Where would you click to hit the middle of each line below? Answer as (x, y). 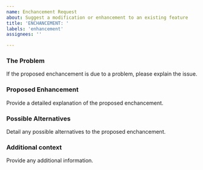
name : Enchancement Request (42, 12)
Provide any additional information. (50, 160)
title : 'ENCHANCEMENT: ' (38, 23)
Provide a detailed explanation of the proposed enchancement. (85, 103)
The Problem (26, 61)
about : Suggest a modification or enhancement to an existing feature (97, 18)
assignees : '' (24, 34)
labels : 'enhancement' (35, 29)
